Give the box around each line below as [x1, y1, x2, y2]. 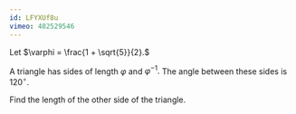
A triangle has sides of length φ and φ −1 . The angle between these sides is [9, 64, 288, 77]
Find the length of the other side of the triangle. [9, 94, 186, 105]
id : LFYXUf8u [9, 13, 59, 23]
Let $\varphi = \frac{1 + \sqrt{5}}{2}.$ [9, 46, 150, 57]
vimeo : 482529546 [9, 22, 75, 31]
